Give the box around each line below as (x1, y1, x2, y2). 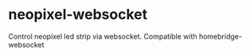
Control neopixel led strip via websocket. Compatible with (8, 32, 197, 41)
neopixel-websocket (8, 6, 148, 24)
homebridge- (198, 32, 243, 41)
